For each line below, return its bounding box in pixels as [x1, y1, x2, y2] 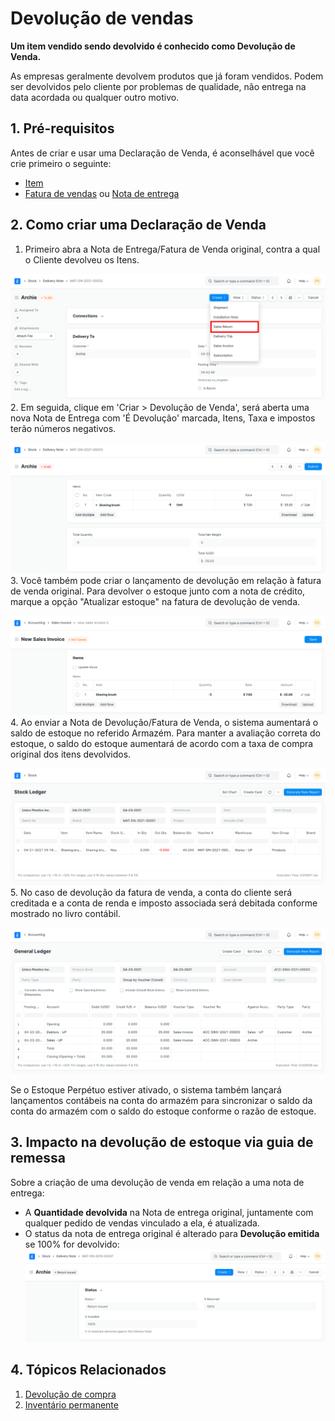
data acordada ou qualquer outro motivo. [10, 91, 180, 103]
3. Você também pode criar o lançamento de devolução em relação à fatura [10, 574, 322, 586]
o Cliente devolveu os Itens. [24, 253, 140, 266]
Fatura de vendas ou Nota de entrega [24, 187, 180, 199]
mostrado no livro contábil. [10, 908, 121, 920]
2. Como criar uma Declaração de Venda [10, 217, 267, 234]
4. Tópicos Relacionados [10, 1362, 167, 1379]
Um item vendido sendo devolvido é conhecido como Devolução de [10, 40, 296, 52]
